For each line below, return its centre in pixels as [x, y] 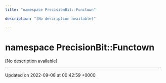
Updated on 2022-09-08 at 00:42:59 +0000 [50, 75]
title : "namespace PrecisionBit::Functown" [51, 10]
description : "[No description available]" [51, 19]
